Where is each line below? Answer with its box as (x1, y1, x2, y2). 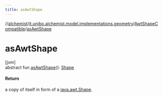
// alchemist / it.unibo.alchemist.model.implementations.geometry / (5, 21, 135, 26)
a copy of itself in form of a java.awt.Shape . (5, 86, 93, 92)
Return (5, 75, 20, 81)
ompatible (5, 25, 25, 32)
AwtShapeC (134, 21, 158, 26)
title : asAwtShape (5, 7, 42, 12)
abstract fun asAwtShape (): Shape (5, 64, 74, 70)
